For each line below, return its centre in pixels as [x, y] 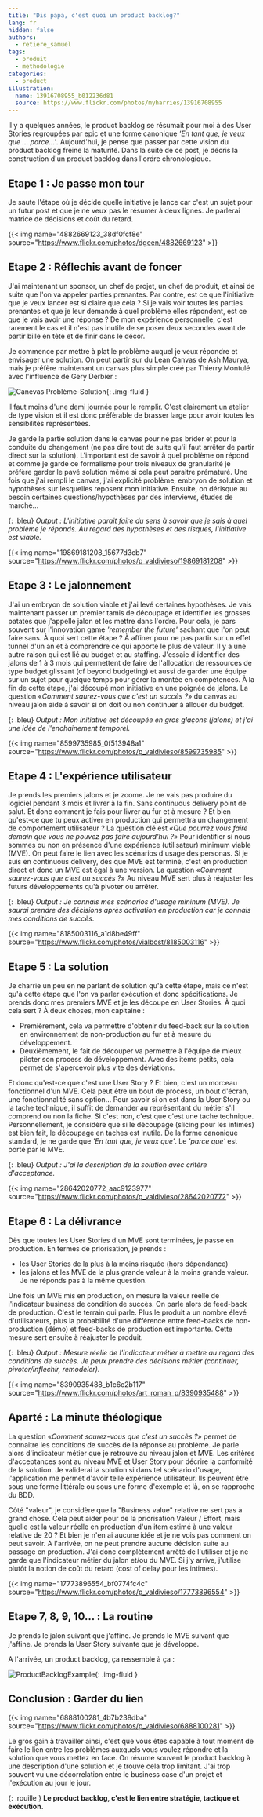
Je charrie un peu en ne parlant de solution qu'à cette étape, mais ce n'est [128, 986]
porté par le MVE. [36, 1150]
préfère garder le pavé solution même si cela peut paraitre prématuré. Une [128, 472]
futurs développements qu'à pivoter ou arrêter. [83, 887]
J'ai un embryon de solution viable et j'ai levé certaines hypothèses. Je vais [130, 604]
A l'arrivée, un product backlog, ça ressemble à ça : [91, 1659]
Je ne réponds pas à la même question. [83, 1281]
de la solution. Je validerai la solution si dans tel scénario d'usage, [115, 1469]
